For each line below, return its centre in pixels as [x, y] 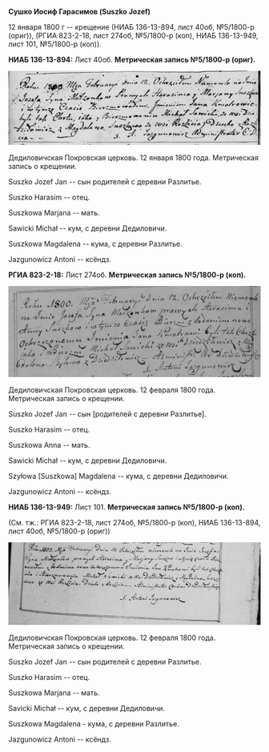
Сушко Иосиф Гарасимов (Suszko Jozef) [79, 12]
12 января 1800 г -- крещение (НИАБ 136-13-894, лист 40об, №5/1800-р [131, 27]
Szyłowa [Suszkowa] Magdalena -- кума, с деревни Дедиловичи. [118, 477]
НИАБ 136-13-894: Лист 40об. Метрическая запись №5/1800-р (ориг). [132, 60]
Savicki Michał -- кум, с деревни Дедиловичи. [87, 709]
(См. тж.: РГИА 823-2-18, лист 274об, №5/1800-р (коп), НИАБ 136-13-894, [134, 523]
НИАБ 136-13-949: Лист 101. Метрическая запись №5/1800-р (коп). [127, 507]
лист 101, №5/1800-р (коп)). [55, 44]
